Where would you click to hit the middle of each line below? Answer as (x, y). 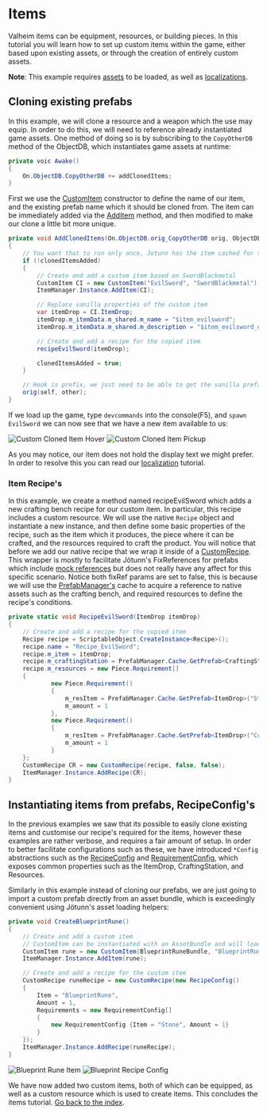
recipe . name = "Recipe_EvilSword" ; (81, 646)
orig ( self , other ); (55, 392)
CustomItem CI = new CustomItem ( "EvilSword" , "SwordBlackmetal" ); (149, 283)
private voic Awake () (44, 161)
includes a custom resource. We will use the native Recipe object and (121, 518)
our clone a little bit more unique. (62, 224)
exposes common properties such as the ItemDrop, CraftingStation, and (126, 866)
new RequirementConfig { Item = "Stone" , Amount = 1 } (139, 1025)
